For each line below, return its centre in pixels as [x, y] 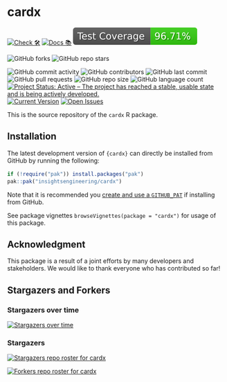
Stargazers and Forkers [59, 290]
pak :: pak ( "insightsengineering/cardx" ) [65, 181]
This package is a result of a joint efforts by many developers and [100, 261]
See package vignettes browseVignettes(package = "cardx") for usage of [112, 215]
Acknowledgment [46, 244]
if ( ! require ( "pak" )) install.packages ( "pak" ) [75, 174]
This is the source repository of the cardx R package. [83, 114]
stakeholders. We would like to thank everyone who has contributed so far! [114, 269]
